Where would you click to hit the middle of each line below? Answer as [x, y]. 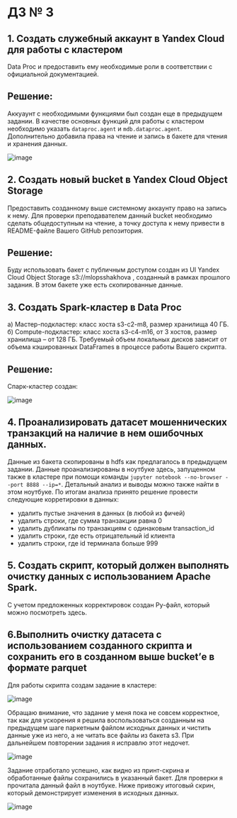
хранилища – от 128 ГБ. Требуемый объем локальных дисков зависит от [117, 339]
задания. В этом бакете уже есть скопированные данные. [95, 285]
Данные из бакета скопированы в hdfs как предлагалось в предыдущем [117, 461]
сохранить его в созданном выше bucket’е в [111, 657]
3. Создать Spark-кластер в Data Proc [94, 307]
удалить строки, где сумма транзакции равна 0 [90, 520]
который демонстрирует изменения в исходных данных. [93, 792]
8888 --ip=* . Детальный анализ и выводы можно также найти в [122, 484]
